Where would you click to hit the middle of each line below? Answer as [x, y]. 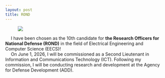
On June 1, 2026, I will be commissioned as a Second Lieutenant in [80, 54]
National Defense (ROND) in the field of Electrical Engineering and [74, 43]
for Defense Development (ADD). [39, 70]
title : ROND [18, 14]
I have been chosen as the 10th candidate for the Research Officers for [85, 38]
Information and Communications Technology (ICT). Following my [73, 59]
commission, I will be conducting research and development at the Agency [82, 64]
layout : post [19, 10]
